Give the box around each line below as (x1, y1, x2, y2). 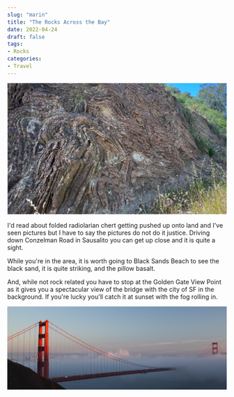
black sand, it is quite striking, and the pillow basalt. (7, 265, 155, 273)
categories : (7, 56, 42, 63)
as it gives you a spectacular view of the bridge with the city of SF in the (7, 286, 214, 294)
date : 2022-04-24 (7, 26, 58, 33)
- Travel (7, 63, 33, 70)
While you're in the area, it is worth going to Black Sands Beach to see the (7, 257, 219, 265)
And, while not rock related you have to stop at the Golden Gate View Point (7, 278, 221, 286)
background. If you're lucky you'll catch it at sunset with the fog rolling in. (7, 293, 218, 301)
